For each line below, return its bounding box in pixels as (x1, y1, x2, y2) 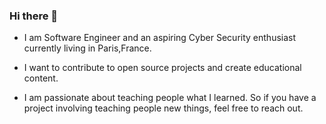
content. (23, 72, 59, 84)
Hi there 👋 (9, 9, 59, 23)
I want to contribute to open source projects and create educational (23, 62, 302, 74)
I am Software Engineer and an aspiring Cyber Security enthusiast (23, 32, 297, 44)
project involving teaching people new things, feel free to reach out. (23, 102, 304, 114)
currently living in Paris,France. (23, 42, 152, 54)
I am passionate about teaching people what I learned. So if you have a (23, 92, 317, 104)
